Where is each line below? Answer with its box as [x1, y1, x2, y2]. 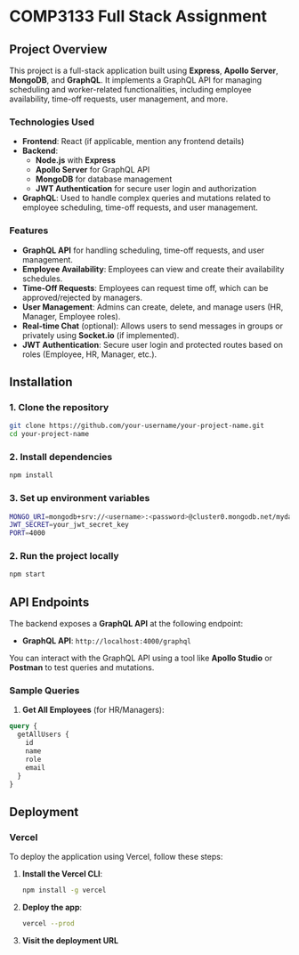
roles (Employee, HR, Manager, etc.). [21, 349, 158, 360]
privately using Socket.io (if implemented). [21, 329, 180, 340]
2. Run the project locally [9, 550, 119, 562]
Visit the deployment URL [21, 935, 118, 945]
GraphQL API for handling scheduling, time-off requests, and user [21, 245, 265, 255]
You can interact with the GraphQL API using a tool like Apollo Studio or [9, 652, 273, 664]
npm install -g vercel [21, 886, 107, 895]
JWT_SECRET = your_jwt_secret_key [9, 521, 129, 530]
